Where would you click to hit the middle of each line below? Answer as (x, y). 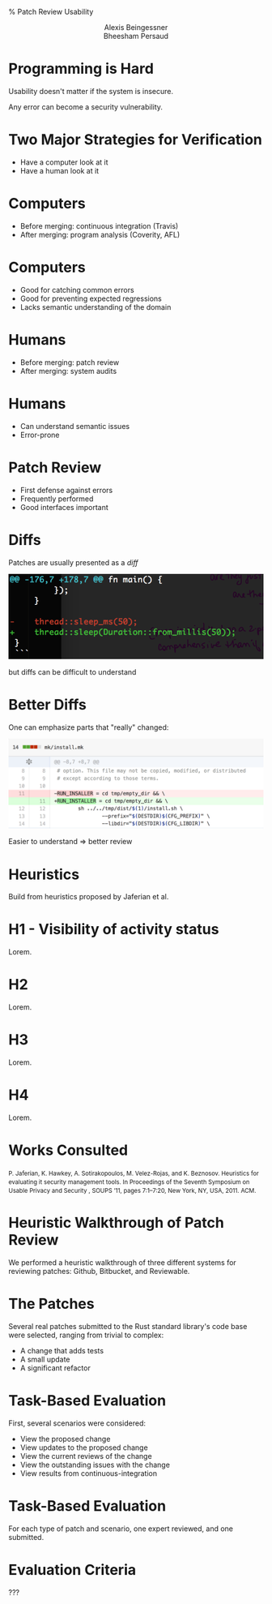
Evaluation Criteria (72, 1570)
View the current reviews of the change (86, 1456)
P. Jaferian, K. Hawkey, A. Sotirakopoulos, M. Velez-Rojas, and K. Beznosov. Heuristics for (134, 1173)
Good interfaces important (64, 507)
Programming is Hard (81, 69)
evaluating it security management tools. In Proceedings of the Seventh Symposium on (129, 1182)
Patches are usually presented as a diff (74, 562)
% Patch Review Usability (51, 12)
